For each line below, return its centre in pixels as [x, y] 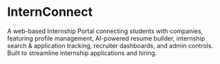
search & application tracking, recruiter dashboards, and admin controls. [110, 45]
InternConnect [50, 12]
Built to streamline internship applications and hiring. [82, 53]
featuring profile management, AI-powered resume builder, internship [106, 38]
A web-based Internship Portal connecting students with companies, [105, 31]
